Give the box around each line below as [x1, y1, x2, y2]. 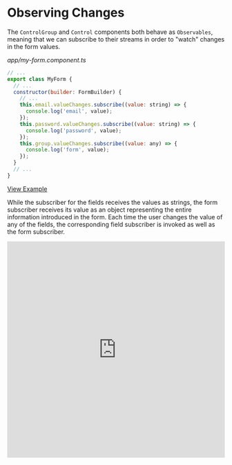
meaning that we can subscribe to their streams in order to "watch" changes [7, 35, 225, 43]
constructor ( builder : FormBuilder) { [13, 89, 122, 95]
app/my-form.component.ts [7, 55, 86, 64]
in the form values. [7, 42, 61, 51]
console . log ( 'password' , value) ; [25, 127, 122, 134]
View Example [7, 185, 48, 193]
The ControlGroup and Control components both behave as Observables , [7, 28, 213, 36]
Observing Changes [7, 5, 125, 21]
